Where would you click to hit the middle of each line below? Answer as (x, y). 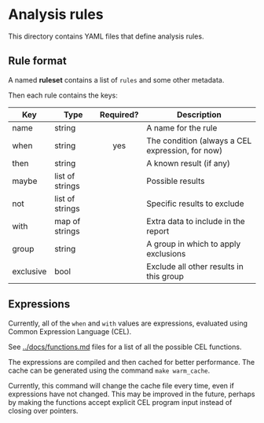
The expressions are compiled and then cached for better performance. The (132, 362)
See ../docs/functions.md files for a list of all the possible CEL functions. (125, 347)
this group (165, 276)
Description (199, 114)
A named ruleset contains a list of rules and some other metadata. (116, 79)
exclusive (29, 271)
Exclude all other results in (195, 267)
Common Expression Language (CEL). (70, 331)
